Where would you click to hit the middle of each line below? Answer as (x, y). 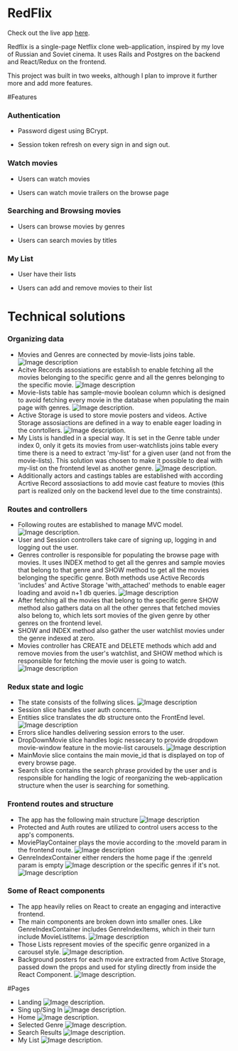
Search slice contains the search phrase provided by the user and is (117, 770)
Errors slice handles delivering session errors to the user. (101, 733)
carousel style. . (71, 951)
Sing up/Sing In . (72, 1010)
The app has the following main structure (78, 820)
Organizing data (36, 339)
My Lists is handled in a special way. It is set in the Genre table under (119, 438)
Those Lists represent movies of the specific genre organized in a (114, 944)
